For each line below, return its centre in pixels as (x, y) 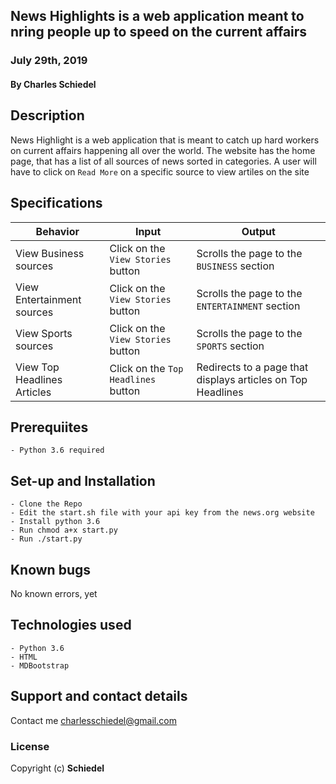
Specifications (56, 203)
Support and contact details (99, 696)
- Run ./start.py (46, 539)
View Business (50, 253)
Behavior (57, 231)
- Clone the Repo (46, 504)
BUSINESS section (235, 266)
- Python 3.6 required (57, 450)
